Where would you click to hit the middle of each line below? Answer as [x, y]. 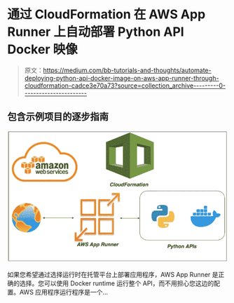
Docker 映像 [43, 49]
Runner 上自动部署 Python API [96, 32]
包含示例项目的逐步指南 [58, 117]
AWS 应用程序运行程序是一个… [64, 292]
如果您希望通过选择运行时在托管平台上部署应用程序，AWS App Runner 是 [113, 275]
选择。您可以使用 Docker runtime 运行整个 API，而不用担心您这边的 [117, 283]
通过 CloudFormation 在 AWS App [106, 14]
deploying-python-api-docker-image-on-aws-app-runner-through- [122, 78]
